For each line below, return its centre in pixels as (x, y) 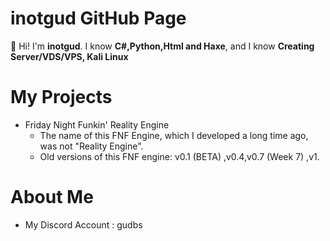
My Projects (61, 97)
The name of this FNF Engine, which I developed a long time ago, (174, 135)
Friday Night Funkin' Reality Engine (97, 124)
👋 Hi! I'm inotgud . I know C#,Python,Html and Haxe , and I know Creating (162, 46)
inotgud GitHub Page (98, 18)
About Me (52, 197)
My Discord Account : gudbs (83, 224)
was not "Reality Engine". (91, 146)
